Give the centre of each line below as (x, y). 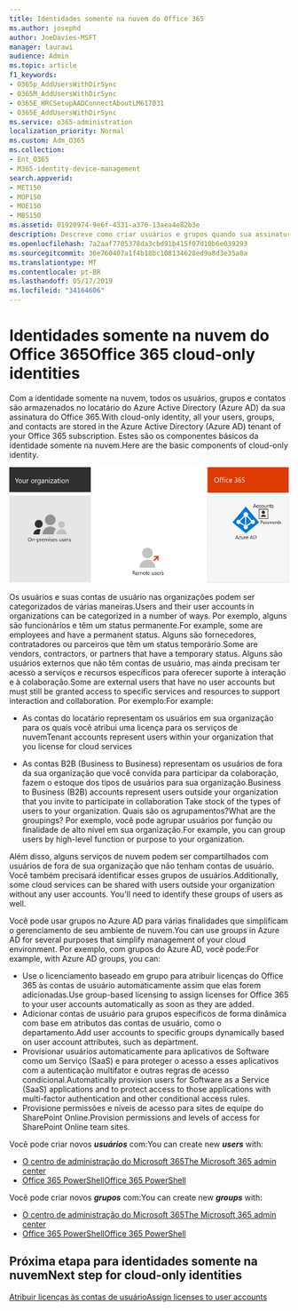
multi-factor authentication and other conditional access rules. (136, 1099)
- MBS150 (25, 216)
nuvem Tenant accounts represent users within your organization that (148, 737)
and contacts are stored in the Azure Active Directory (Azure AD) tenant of (145, 426)
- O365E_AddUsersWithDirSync (63, 112)
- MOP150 (25, 197)
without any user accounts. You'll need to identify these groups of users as (146, 894)
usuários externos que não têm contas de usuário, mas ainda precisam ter (145, 663)
